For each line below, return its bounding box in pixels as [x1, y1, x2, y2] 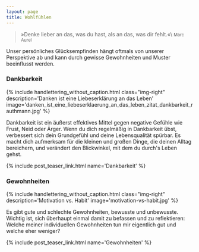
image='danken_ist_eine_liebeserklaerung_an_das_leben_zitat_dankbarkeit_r [6, 101, 193, 108]
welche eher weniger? [6, 228, 61, 235]
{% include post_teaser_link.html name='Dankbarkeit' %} [6, 162, 146, 169]
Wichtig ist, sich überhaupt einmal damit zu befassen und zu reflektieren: [6, 215, 185, 222]
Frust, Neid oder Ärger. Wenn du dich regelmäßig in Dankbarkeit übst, [6, 125, 177, 132]
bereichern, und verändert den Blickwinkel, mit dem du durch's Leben [6, 144, 177, 151]
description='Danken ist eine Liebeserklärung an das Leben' [6, 95, 154, 102]
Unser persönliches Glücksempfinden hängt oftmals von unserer [6, 47, 165, 54]
